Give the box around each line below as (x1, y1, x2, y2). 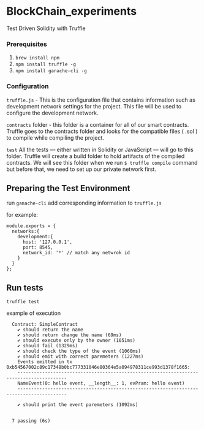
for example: (6, 211, 39, 219)
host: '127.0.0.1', (22, 239, 72, 246)
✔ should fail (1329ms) (17, 343, 78, 349)
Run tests (6, 282, 43, 293)
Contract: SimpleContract (12, 322, 78, 328)
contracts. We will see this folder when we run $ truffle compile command (6, 159, 198, 166)
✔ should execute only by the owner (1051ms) (17, 338, 136, 344)
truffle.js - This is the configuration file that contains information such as (6, 96, 196, 104)
